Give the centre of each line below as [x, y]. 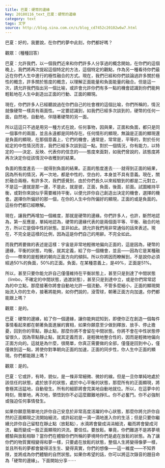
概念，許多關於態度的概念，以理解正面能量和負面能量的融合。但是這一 [84, 82]
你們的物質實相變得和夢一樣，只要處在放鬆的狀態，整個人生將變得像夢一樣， [82, 442]
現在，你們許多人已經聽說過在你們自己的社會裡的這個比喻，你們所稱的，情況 [82, 105]
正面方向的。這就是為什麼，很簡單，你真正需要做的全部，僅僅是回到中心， [80, 343]
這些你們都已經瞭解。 [27, 205]
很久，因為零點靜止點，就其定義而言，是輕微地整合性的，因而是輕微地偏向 [84, 337]
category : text [21, 19]
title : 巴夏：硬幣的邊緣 [27, 10]
